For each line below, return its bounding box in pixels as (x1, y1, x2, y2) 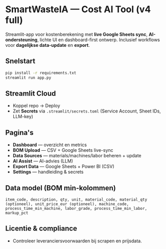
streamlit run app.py (5, 75, 52, 80)
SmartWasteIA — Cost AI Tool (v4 (5, 4, 151, 15)
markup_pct (5, 210, 29, 215)
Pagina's (5, 128, 34, 137)
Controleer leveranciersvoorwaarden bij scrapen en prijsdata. (12, 238, 142, 244)
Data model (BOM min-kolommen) (5, 183, 116, 192)
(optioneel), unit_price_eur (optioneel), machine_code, (5, 201, 129, 207)
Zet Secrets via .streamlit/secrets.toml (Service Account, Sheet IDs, (12, 108, 161, 114)
